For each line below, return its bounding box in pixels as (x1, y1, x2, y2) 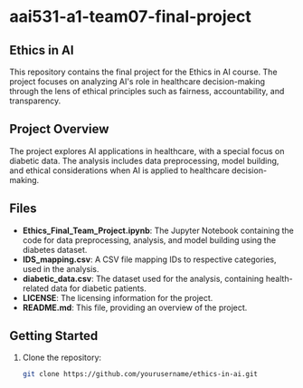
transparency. (9, 95, 62, 106)
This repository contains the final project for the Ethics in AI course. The (9, 66, 278, 77)
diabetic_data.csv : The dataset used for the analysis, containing (22, 273, 264, 284)
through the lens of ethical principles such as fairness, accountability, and (9, 86, 285, 96)
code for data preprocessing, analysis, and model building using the (22, 234, 277, 246)
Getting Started (9, 328, 99, 344)
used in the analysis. (22, 263, 99, 274)
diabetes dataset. (22, 244, 88, 255)
